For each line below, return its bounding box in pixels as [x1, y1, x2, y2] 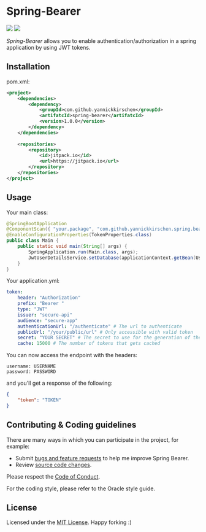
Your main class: [6, 209, 48, 216]
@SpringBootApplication [6, 220, 67, 226]
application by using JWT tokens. [6, 44, 91, 51]
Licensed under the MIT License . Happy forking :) [6, 519, 132, 526]
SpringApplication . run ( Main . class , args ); [28, 249, 139, 255]
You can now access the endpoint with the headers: [6, 352, 138, 359]
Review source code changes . [15, 461, 92, 468]
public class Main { [6, 237, 59, 244]
